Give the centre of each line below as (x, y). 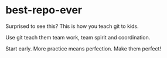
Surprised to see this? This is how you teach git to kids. (72, 26)
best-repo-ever (44, 10)
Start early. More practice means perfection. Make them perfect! (83, 48)
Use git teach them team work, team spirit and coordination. (78, 37)
